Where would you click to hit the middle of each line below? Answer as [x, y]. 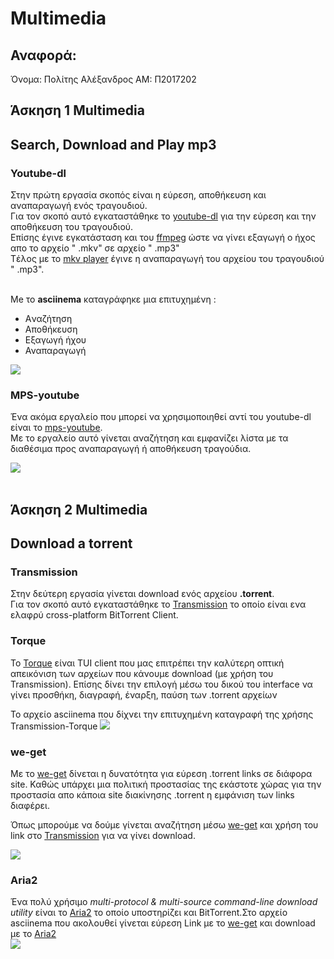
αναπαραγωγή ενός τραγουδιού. [79, 206]
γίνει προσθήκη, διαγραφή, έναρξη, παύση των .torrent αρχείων [144, 694]
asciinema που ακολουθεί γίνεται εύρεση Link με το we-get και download [163, 923]
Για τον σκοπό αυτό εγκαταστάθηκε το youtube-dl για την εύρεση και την [163, 216]
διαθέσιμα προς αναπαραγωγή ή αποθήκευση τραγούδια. [131, 449]
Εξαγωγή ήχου [55, 340]
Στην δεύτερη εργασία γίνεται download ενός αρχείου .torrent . [142, 594]
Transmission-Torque [54, 726]
